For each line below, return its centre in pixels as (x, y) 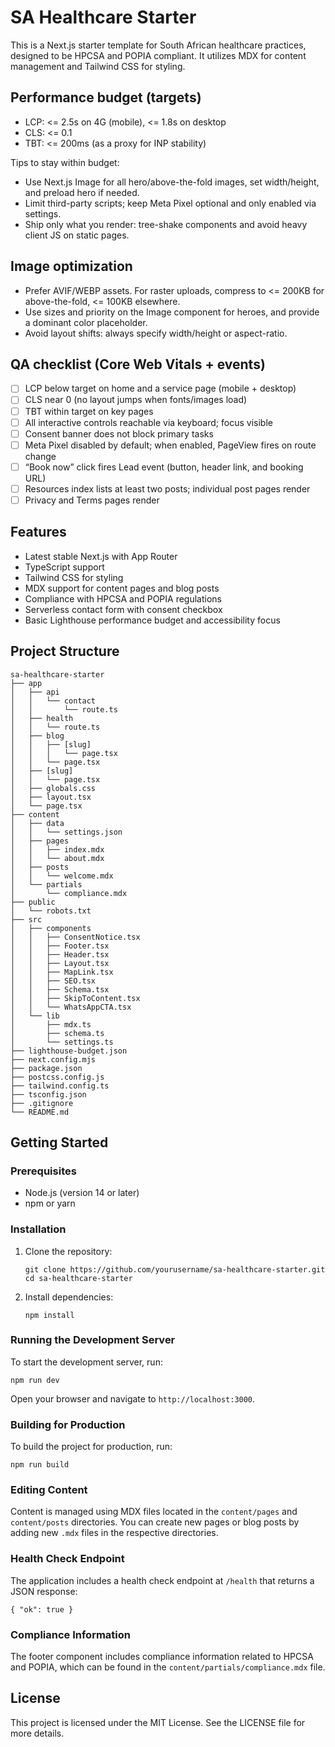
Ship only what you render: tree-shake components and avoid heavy (166, 224)
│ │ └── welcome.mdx (62, 876)
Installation (38, 1229)
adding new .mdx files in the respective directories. (114, 1533)
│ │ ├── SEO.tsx (53, 981)
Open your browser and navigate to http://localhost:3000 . (133, 1398)
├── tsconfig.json (48, 1094)
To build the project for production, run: (91, 1447)
